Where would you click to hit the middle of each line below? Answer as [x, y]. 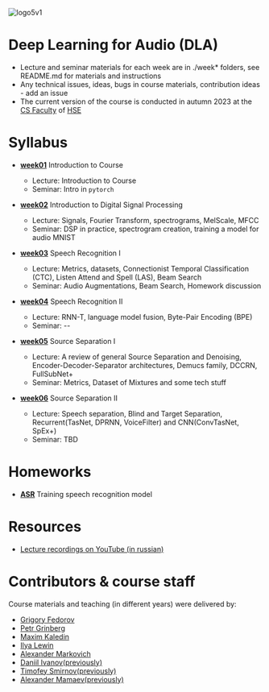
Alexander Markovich [55, 653]
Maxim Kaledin [45, 636]
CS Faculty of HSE [51, 110]
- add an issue [44, 93]
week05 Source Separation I [68, 341]
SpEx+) [44, 430]
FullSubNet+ [53, 374]
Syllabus [38, 143]
